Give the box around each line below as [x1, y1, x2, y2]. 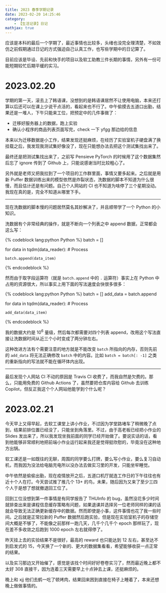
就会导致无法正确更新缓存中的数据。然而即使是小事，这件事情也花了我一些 [5, 508, 157, 514]
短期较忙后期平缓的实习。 [9, 63, 62, 69]
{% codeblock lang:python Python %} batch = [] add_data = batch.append [5, 291, 157, 297]
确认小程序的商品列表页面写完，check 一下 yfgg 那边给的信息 [12, 127, 137, 133]
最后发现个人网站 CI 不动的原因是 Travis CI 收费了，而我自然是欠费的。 [5, 373, 149, 379]
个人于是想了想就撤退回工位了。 [5, 485, 70, 491]
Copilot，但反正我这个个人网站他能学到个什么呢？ [5, 386, 106, 392]
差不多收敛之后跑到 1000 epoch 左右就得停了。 [9, 526, 105, 532]
